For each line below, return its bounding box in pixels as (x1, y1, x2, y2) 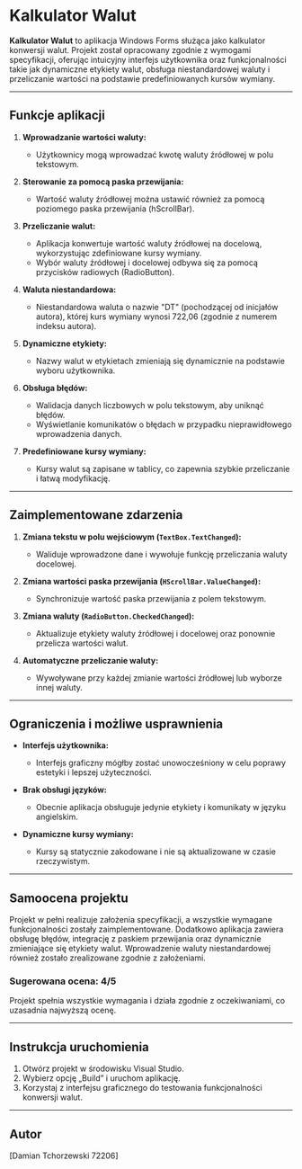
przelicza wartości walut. (35, 638, 129, 648)
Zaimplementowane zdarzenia (9, 507, 183, 522)
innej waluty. (35, 682, 84, 692)
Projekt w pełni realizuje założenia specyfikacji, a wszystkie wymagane (9, 915, 272, 925)
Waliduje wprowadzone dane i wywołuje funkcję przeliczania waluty (35, 549, 288, 559)
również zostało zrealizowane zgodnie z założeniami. (9, 952, 207, 963)
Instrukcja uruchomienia (9, 1040, 150, 1055)
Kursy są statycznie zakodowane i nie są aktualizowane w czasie (35, 846, 277, 857)
